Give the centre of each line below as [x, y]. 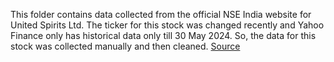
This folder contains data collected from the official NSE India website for [161, 14]
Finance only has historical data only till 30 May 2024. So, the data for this [163, 35]
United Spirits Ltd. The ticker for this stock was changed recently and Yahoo [167, 25]
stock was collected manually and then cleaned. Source [125, 46]
